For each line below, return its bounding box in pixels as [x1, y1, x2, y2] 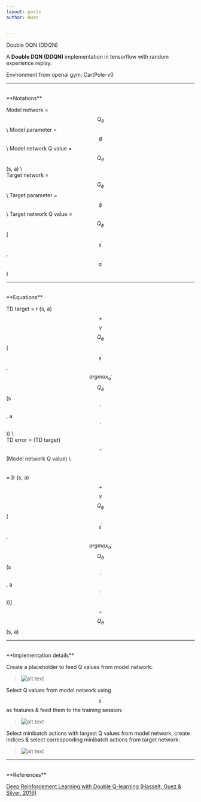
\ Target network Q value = [6, 210, 73, 218]
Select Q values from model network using [6, 686, 112, 694]
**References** [6, 771, 47, 778]
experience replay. [6, 59, 52, 67]
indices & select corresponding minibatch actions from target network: [6, 735, 181, 743]
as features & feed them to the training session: [6, 706, 123, 713]
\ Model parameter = [6, 126, 57, 134]
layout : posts [6, 8, 42, 15]
